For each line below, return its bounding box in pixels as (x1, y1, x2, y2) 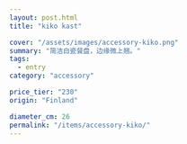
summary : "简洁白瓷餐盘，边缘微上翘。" (9, 46, 141, 55)
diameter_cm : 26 (9, 112, 70, 121)
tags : (9, 55, 30, 64)
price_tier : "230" (9, 87, 78, 96)
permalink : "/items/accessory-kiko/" (9, 121, 151, 130)
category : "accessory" (9, 71, 94, 81)
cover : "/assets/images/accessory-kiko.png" (9, 38, 179, 47)
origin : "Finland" (9, 95, 78, 104)
